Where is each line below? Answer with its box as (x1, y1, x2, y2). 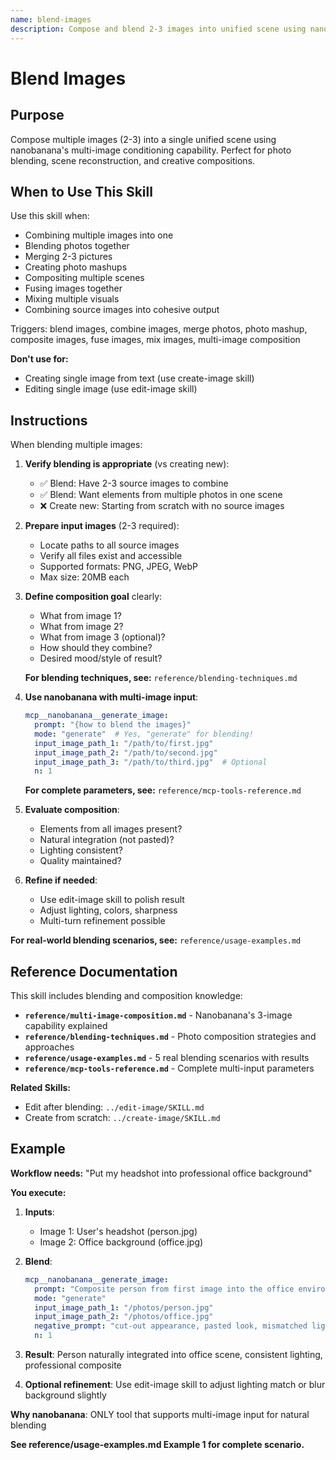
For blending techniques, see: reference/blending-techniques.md (24, 672, 298, 684)
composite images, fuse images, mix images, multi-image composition (10, 334, 301, 346)
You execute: (10, 1186, 67, 1198)
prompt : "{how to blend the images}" (34, 720, 192, 730)
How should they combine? (39, 642, 153, 654)
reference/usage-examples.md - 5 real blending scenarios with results (24, 1052, 310, 1064)
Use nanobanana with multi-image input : (24, 691, 199, 703)
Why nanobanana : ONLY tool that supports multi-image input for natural (10, 1409, 310, 1420)
